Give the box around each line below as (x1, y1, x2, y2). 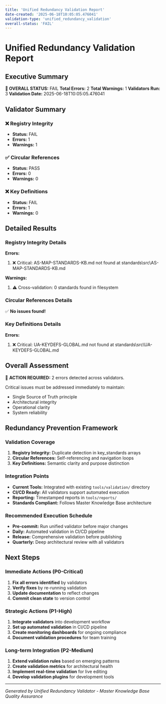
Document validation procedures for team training (12, 634, 117, 640)
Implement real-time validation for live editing (12, 668, 108, 675)
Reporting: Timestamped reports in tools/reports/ (12, 494, 117, 500)
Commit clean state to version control (12, 595, 90, 601)
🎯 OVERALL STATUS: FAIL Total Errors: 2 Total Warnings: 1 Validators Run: (5, 86, 161, 91)
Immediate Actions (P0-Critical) (5, 568, 83, 575)
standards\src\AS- (121, 260, 159, 266)
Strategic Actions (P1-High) (5, 608, 73, 615)
